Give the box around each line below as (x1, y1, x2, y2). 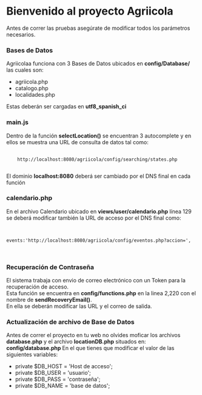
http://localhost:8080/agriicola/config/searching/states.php (17, 156, 178, 163)
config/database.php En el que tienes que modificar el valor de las (6, 344, 175, 352)
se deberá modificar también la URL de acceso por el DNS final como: (6, 214, 181, 222)
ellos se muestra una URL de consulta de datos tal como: (6, 138, 149, 145)
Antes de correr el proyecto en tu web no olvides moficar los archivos (6, 332, 181, 339)
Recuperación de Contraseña (6, 263, 95, 271)
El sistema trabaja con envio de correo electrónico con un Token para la (6, 277, 186, 284)
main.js (6, 118, 29, 127)
